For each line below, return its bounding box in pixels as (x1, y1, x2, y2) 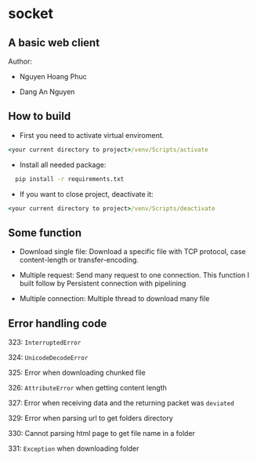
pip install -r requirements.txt (15, 175, 125, 183)
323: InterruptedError (8, 338, 81, 347)
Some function (8, 226, 82, 239)
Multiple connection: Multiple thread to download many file (19, 294, 210, 303)
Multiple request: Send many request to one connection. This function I (19, 270, 249, 280)
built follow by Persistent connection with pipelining (19, 279, 186, 289)
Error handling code (8, 317, 107, 330)
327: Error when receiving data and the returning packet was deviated (8, 398, 235, 408)
